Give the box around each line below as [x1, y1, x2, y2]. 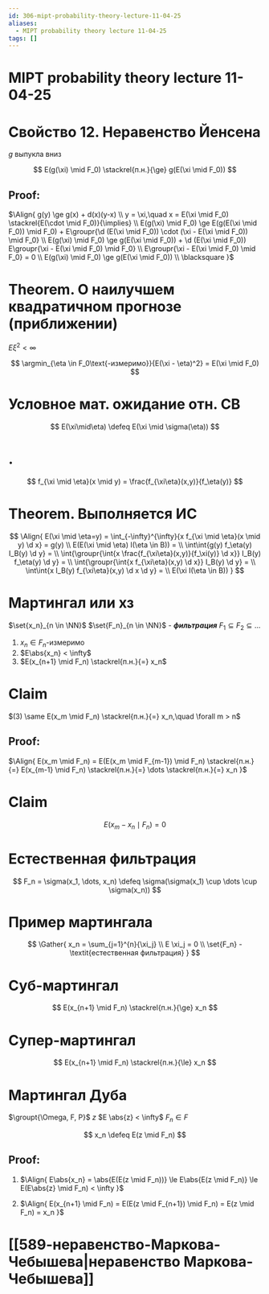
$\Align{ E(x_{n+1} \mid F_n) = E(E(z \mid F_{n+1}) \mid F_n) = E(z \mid [19, 1198, 255, 1208]
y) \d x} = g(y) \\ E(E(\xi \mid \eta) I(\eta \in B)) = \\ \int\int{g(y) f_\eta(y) [17, 540, 253, 550]
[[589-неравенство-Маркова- [8, 1236, 221, 1254]
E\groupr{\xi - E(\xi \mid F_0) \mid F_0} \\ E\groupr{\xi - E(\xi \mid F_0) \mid [8, 244, 256, 253]
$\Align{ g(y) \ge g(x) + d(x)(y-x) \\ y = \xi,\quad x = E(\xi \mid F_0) [8, 210, 229, 220]
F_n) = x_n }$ [19, 1207, 64, 1217]
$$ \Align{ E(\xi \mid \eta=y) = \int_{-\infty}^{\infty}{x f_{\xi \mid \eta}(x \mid [9, 531, 261, 541]
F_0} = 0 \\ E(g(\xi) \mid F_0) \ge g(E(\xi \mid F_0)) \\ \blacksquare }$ [8, 253, 234, 262]
